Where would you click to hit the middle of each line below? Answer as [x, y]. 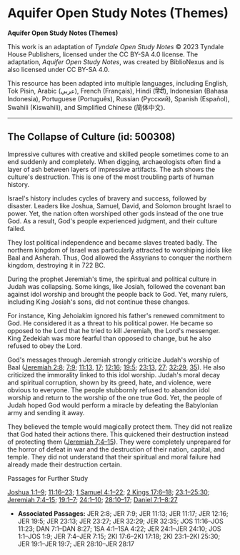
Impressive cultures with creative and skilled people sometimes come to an [118, 154]
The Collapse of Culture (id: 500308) [91, 137]
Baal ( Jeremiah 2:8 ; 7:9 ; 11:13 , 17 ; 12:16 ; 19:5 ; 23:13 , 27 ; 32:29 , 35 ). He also [116, 367]
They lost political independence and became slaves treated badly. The [112, 242]
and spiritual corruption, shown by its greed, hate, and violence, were [110, 382]
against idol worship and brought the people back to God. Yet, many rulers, [118, 294]
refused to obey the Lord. [45, 346]
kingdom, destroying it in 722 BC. [56, 265]
